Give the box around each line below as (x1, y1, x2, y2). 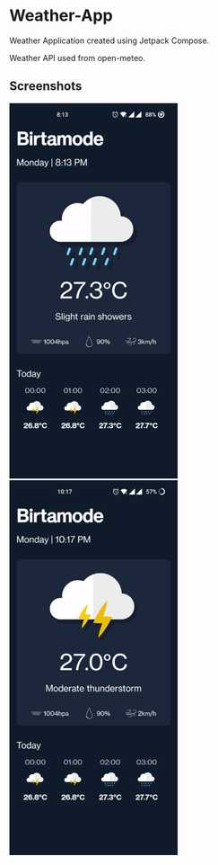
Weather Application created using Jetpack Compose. (9, 35, 210, 46)
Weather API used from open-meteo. (9, 52, 146, 63)
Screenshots (9, 78, 83, 94)
